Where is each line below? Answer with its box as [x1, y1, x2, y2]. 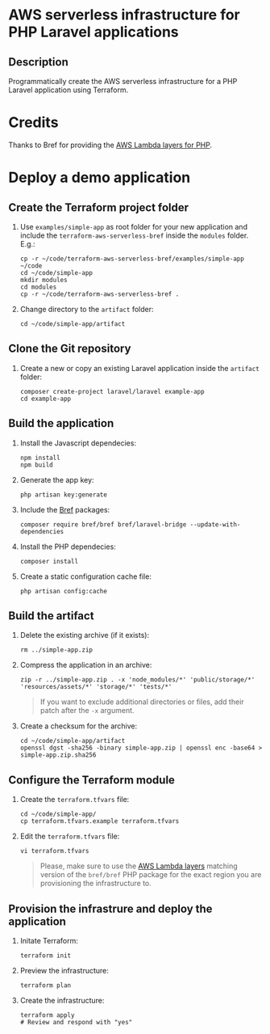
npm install [19, 454, 60, 462]
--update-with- [189, 520, 241, 529]
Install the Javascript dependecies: [19, 438, 137, 448]
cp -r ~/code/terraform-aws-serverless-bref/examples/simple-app [19, 255, 244, 263]
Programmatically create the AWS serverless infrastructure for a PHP [8, 77, 238, 86]
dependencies [19, 527, 64, 535]
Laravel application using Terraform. [8, 85, 129, 95]
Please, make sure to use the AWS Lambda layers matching [39, 861, 238, 871]
